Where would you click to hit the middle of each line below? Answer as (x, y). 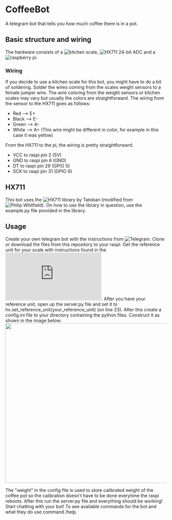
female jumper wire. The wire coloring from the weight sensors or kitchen (83, 93)
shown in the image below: (34, 320)
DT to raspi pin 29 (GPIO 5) (41, 166)
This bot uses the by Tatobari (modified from (69, 199)
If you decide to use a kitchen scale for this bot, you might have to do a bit (83, 82)
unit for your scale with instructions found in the (56, 250)
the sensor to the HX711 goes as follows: (48, 104)
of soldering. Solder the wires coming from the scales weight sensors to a (83, 87)
